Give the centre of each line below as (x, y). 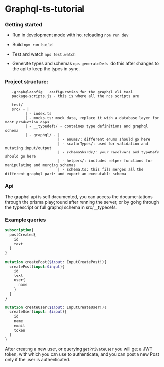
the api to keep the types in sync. (46, 69)
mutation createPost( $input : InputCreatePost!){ (56, 262)
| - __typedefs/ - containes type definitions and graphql (86, 126)
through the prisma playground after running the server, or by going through (82, 202)
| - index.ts (38, 113)
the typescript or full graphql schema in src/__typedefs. (61, 207)
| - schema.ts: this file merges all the (101, 169)
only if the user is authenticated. (38, 359)
